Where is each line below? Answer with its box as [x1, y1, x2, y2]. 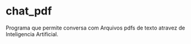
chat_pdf [5, 4, 52, 18]
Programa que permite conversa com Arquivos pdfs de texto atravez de [5, 24, 186, 31]
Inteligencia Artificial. [5, 30, 58, 37]
